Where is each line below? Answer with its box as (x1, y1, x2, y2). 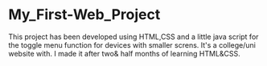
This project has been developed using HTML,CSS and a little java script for (8, 32, 259, 41)
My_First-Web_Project (8, 6, 161, 24)
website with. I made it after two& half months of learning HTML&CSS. (8, 49, 241, 58)
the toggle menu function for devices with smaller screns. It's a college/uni (8, 40, 256, 49)
